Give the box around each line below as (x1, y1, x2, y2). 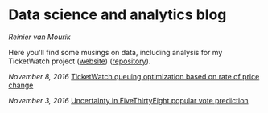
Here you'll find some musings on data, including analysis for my (8, 47, 223, 57)
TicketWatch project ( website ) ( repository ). (8, 56, 151, 66)
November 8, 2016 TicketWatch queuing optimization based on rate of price (8, 71, 260, 81)
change (8, 80, 34, 90)
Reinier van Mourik (8, 32, 71, 42)
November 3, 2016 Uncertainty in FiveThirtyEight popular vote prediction (8, 95, 249, 105)
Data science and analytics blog (8, 6, 227, 24)
